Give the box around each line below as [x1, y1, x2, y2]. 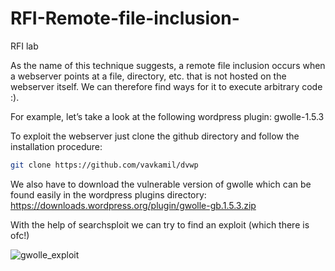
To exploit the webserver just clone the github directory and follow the [10, 130, 300, 142]
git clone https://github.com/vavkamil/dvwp [10, 160, 199, 170]
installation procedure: [10, 140, 103, 152]
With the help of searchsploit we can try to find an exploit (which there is [10, 218, 310, 231]
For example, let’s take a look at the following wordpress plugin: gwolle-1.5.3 [10, 110, 325, 122]
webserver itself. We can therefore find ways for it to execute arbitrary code [10, 80, 323, 92]
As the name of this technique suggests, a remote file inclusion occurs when [10, 59, 326, 71]
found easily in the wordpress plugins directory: [10, 188, 207, 201]
